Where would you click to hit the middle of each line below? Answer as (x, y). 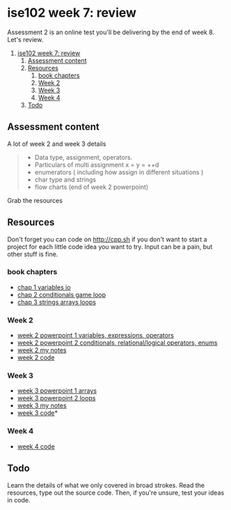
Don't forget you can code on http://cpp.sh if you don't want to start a (107, 239)
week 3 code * (37, 413)
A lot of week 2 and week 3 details (57, 144)
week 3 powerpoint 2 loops (56, 398)
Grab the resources (35, 200)
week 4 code (36, 446)
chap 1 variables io (44, 287)
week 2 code (36, 358)
